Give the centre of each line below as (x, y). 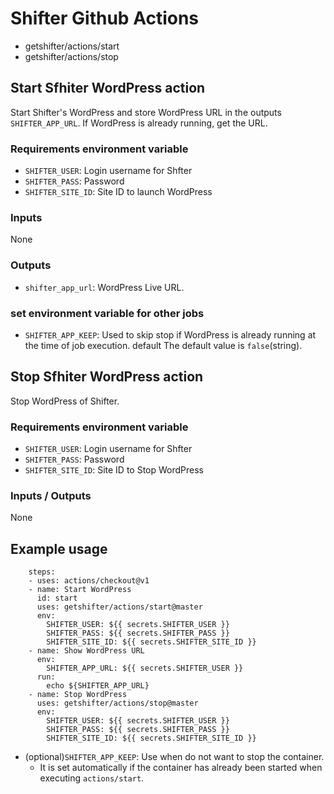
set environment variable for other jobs (107, 313)
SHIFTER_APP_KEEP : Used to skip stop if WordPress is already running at (170, 334)
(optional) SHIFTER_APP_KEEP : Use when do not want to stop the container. (174, 757)
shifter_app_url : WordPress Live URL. (104, 287)
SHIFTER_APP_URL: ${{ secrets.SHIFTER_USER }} (145, 668)
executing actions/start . (92, 778)
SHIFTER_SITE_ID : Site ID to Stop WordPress (114, 470)
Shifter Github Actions (105, 18)
